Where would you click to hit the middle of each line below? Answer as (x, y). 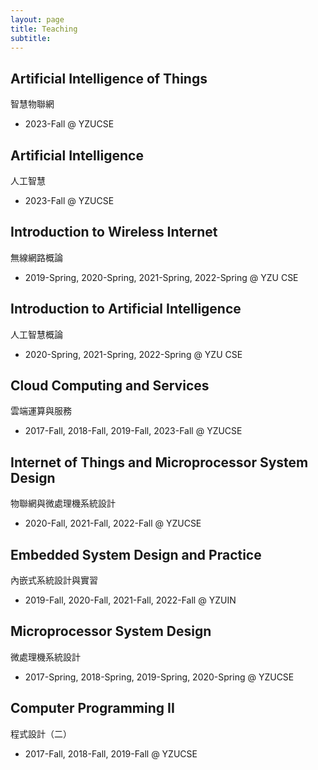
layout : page (37, 19)
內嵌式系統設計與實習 (54, 580)
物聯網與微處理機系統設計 (63, 503)
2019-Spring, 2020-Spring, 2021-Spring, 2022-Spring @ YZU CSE (161, 277)
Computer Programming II (92, 708)
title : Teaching (44, 29)
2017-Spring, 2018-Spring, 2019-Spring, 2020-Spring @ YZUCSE (159, 677)
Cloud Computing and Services (110, 386)
